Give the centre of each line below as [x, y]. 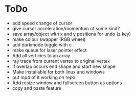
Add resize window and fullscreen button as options [67, 83]
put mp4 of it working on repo [44, 77]
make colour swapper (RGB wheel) [49, 39]
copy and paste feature [37, 88]
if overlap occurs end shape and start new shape [64, 66]
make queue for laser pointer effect [49, 50]
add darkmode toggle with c [42, 44]
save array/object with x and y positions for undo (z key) [72, 34]
